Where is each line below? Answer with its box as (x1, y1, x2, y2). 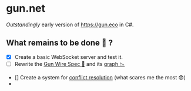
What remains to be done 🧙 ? (6, 38, 113, 48)
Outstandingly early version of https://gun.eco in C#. (6, 21, 134, 28)
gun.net (6, 2, 46, 15)
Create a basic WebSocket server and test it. (14, 53, 123, 60)
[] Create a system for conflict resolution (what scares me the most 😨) (14, 73, 186, 80)
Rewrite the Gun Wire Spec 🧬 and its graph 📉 (14, 60, 125, 67)
